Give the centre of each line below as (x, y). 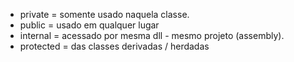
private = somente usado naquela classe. (104, 14)
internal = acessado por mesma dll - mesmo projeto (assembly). (152, 35)
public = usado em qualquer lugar (89, 25)
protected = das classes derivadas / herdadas (114, 46)
